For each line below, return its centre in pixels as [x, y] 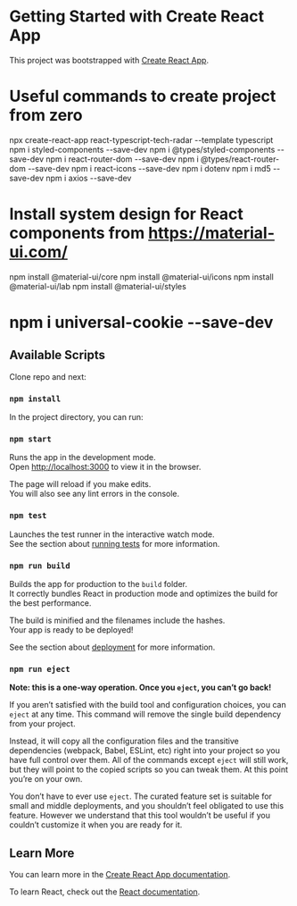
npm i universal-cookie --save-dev [141, 323]
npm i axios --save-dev [89, 178]
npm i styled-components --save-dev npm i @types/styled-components [142, 149]
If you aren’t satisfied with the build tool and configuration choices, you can [148, 705]
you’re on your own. [46, 779]
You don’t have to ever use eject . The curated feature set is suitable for [140, 796]
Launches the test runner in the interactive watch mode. [112, 534]
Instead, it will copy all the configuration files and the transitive [124, 741]
